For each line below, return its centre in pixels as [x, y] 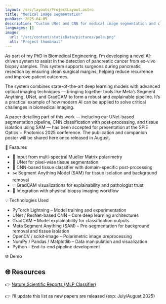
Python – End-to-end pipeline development [56, 246]
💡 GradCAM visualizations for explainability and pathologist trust [78, 185]
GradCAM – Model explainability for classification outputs [71, 220]
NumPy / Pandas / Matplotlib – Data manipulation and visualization [80, 241]
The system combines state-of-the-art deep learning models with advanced [83, 86]
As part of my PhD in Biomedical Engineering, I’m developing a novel [75, 56]
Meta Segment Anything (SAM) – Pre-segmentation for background [81, 226]
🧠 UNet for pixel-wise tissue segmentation [55, 162]
